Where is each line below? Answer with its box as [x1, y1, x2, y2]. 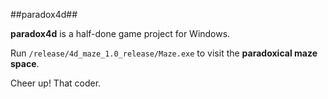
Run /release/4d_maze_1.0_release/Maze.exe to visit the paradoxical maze [10, 47, 318, 59]
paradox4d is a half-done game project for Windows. [10, 28, 231, 39]
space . [10, 58, 40, 69]
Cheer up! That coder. [10, 77, 102, 89]
